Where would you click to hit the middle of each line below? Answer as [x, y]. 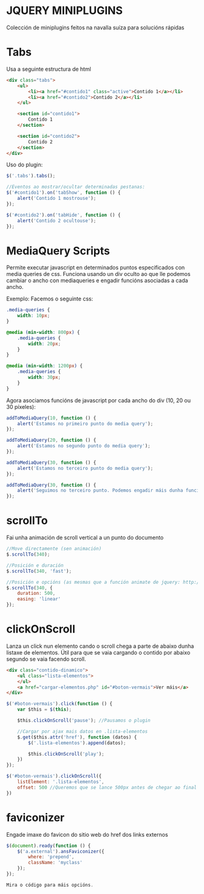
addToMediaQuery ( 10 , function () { [51, 418]
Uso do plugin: [25, 165]
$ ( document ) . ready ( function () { [49, 846]
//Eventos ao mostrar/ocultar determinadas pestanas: [76, 187]
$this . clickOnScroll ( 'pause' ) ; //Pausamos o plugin [84, 721]
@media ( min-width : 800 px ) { [43, 332]
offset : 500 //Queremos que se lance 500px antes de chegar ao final [107, 787]
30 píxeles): [21, 406]
